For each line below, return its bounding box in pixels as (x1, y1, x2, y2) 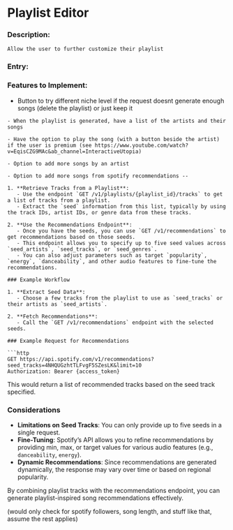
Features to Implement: (7, 80, 88, 90)
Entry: (7, 61, 29, 71)
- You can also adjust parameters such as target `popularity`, (16, 251, 208, 259)
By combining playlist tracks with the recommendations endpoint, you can (7, 487, 220, 494)
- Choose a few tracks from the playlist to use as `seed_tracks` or (16, 295, 223, 302)
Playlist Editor (7, 5, 89, 21)
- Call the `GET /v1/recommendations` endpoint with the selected (16, 319, 214, 326)
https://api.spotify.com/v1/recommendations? (20, 355, 155, 362)
